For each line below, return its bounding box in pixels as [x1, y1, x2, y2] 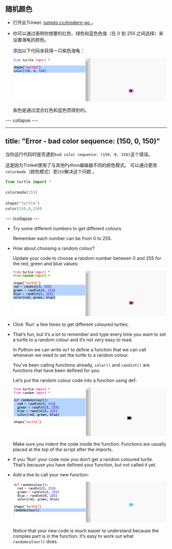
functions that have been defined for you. [12, 367, 101, 374]
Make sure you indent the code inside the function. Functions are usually [12, 441, 166, 447]
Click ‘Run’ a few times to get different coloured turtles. [12, 321, 130, 327]
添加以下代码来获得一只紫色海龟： [12, 48, 85, 54]
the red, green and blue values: [12, 260, 79, 267]
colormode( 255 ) [5, 190, 38, 195]
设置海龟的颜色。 [12, 36, 49, 42]
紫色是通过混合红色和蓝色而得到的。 [12, 107, 90, 113]
